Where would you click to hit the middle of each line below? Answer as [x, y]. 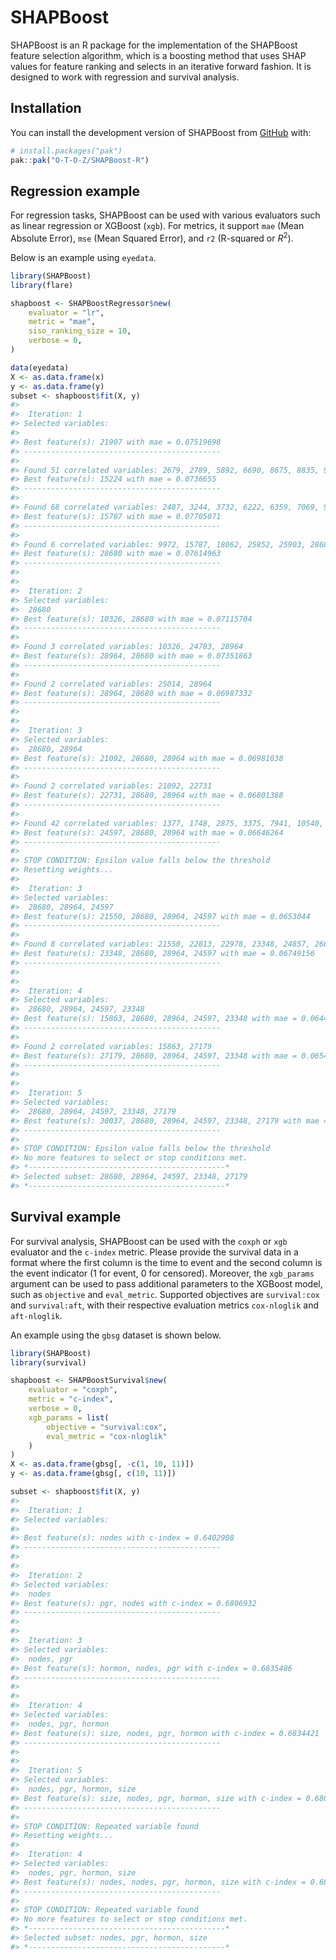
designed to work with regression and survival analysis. [125, 77]
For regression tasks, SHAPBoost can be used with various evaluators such [165, 215]
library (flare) [42, 285]
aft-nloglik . [36, 1315]
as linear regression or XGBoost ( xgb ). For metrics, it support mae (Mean [157, 226]
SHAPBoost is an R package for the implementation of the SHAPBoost [154, 45]
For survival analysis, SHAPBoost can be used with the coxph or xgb [149, 1241]
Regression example [75, 191]
